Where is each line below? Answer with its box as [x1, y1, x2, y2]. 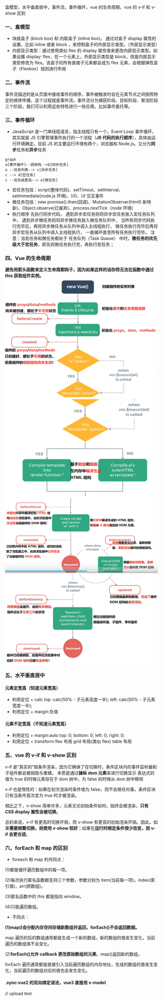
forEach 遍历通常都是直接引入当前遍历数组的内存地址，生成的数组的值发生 [5, 962, 154, 968]
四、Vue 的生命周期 [5, 254, 51, 261]
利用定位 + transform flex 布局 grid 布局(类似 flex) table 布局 [12, 738, 132, 744]
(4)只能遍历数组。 [5, 904, 41, 910]
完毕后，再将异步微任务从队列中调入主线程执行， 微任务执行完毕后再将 [16, 223, 158, 229]
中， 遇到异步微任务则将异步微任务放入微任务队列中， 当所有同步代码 [12, 217, 151, 223]
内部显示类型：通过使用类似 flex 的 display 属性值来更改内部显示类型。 [12, 48, 154, 53]
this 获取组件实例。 [5, 273, 44, 279]
